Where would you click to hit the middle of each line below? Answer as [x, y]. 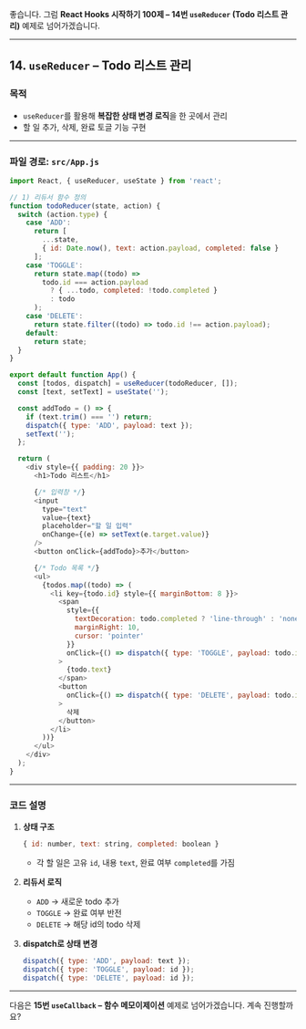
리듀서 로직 [42, 882]
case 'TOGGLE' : [55, 265]
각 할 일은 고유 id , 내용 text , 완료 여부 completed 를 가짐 [135, 863]
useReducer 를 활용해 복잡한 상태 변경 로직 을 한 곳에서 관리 [125, 115]
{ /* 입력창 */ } [60, 492]
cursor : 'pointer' [109, 636]
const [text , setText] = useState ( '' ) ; [93, 392]
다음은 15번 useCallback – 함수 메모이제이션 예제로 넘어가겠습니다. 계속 [136, 1005]
